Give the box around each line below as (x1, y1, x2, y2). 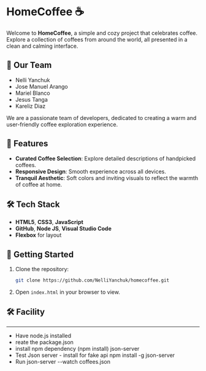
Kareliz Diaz (15, 102, 46, 110)
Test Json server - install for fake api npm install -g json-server (15, 351, 175, 359)
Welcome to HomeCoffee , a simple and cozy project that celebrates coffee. (6, 29, 198, 37)
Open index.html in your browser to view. (15, 288, 121, 296)
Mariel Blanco (15, 89, 50, 97)
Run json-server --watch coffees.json (15, 358, 111, 365)
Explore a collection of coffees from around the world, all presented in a (6, 36, 188, 43)
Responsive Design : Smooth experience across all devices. (15, 168, 167, 175)
